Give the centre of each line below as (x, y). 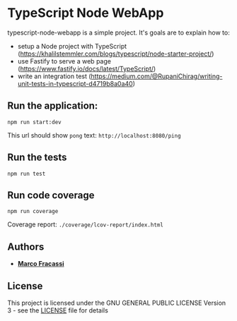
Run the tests (37, 158)
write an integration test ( (54, 76)
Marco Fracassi (41, 264)
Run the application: (53, 106)
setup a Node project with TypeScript (72, 46)
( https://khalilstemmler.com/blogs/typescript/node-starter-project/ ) (116, 54)
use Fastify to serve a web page (64, 61)
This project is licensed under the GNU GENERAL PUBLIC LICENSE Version (117, 303)
